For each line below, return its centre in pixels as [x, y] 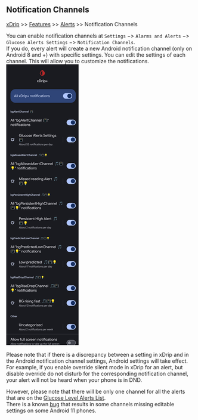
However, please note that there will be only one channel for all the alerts [96, 391]
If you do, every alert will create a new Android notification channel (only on [99, 48]
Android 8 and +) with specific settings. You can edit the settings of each [96, 55]
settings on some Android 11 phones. [51, 410]
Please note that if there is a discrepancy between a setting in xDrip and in [98, 354]
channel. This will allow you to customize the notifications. [78, 61]
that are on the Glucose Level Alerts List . [56, 398]
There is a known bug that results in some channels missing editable [90, 404]
